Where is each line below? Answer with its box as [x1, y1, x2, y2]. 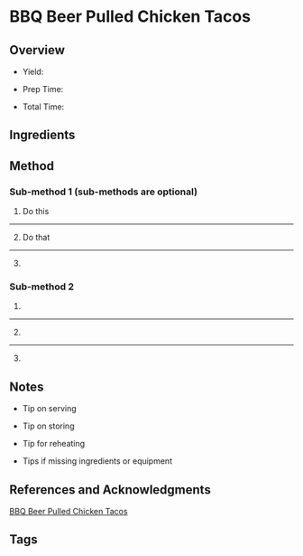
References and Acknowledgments [9, 482, 212, 497]
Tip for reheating [22, 438, 86, 449]
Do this [22, 206, 50, 217]
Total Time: [22, 101, 65, 112]
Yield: [22, 66, 44, 77]
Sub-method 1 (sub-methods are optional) [9, 185, 198, 198]
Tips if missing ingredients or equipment [22, 456, 173, 466]
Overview [9, 42, 66, 58]
